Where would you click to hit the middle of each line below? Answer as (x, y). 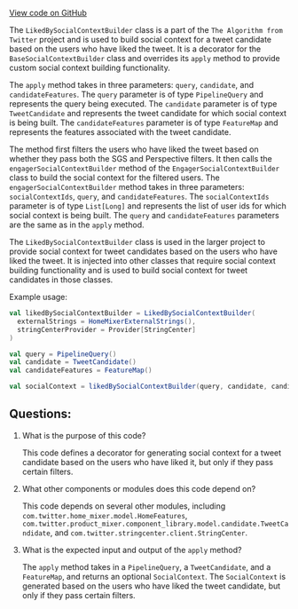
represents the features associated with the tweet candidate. (120, 132)
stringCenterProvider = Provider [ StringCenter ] (107, 329)
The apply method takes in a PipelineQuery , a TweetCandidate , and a (146, 566)
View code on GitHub (48, 13)
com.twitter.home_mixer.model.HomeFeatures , (105, 515)
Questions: (40, 414)
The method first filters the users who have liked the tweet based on (134, 149)
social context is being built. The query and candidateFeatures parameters (144, 215)
